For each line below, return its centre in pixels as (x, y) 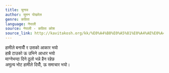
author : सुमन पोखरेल (23, 15)
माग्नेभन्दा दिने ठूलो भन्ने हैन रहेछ (30, 59)
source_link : (19, 33)
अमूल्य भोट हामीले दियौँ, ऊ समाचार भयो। (38, 64)
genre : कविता (17, 19)
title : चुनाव (17, 10)
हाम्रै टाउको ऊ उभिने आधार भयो (30, 53)
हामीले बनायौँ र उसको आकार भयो (31, 48)
